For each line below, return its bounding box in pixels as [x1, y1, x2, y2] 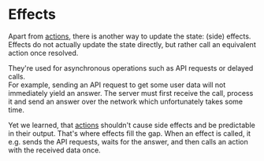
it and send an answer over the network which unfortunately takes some [8, 97, 244, 106]
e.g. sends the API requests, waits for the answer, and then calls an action [8, 137, 248, 146]
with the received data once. [8, 145, 101, 155]
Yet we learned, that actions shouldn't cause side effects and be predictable [8, 120, 256, 130]
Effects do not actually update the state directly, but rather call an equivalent [8, 39, 256, 49]
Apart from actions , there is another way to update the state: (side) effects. [8, 31, 251, 41]
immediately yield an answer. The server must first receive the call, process [8, 88, 254, 97]
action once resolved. [8, 48, 79, 57]
